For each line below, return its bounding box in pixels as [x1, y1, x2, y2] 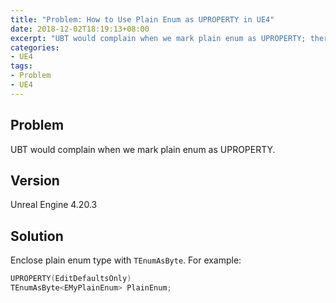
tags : [10, 61, 33, 71]
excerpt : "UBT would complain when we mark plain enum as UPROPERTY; [10, 33, 307, 43]
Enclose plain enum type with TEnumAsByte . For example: [10, 254, 242, 266]
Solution [10, 227, 64, 245]
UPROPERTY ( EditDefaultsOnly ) [10, 274, 132, 284]
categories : [10, 42, 60, 53]
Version [10, 172, 60, 189]
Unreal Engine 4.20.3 [10, 199, 98, 211]
